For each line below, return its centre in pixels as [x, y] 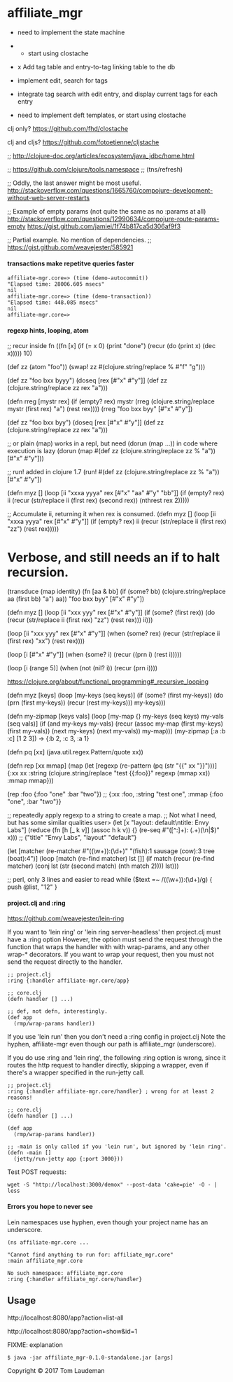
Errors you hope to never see [50, 1207]
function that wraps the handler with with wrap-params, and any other [108, 947]
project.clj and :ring [36, 903]
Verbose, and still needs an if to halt [114, 557]
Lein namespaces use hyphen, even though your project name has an [108, 1222]
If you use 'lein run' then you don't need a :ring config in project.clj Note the [116, 1037]
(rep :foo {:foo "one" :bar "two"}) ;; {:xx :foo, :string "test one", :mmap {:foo [115, 794]
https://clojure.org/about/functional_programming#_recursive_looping [108, 682]
